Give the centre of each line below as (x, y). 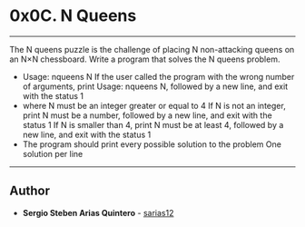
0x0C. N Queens (73, 16)
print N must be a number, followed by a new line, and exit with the (147, 115)
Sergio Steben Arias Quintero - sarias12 (98, 212)
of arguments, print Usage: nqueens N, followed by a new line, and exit (155, 86)
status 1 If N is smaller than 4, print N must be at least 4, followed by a (153, 124)
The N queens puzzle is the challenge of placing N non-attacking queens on (152, 49)
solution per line (53, 153)
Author (30, 191)
